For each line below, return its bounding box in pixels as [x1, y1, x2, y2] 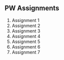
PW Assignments [4, 4, 60, 12]
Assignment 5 [11, 38, 41, 44]
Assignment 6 [11, 43, 41, 49]
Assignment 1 [11, 17, 40, 23]
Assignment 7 [11, 49, 40, 55]
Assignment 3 [11, 27, 41, 34]
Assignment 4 [11, 33, 41, 39]
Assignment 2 [11, 22, 41, 28]
